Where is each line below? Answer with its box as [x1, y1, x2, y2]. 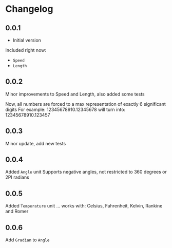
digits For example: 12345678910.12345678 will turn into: [5, 106, 126, 112]
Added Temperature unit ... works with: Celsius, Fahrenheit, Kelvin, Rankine [5, 203, 163, 209]
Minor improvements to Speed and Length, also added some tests [5, 91, 145, 97]
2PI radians [5, 174, 29, 180]
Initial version [12, 37, 41, 43]
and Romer [5, 208, 29, 215]
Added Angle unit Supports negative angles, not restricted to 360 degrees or [5, 169, 167, 175]
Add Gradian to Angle [5, 237, 50, 243]
